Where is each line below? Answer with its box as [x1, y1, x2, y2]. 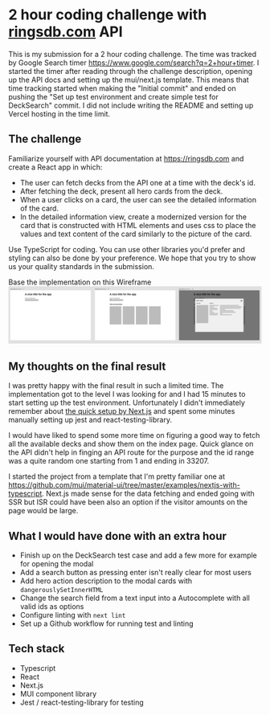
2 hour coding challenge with [8, 6, 207, 24]
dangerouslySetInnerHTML [19, 586, 104, 594]
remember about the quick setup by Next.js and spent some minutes [8, 407, 235, 416]
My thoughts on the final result [8, 359, 166, 373]
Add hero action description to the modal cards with [19, 576, 193, 586]
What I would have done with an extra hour [8, 529, 227, 543]
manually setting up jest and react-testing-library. [8, 415, 173, 425]
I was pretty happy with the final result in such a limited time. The [8, 381, 224, 390]
